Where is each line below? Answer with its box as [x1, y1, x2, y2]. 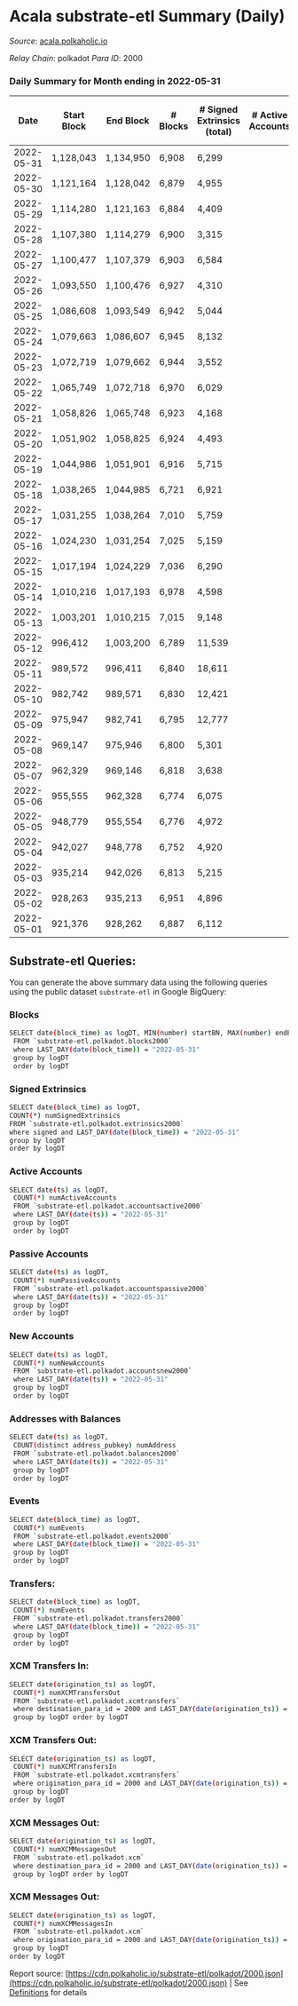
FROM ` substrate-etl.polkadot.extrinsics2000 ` [9, 1119, 184, 1129]
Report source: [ [9, 1968, 69, 1978]
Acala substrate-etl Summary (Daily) [9, 6, 286, 27]
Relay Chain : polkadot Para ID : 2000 [9, 52, 144, 63]
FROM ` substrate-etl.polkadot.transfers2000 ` [12, 1614, 184, 1623]
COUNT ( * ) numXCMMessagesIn [12, 1919, 114, 1928]
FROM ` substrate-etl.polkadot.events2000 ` [12, 1532, 173, 1541]
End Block [106, 115, 150, 127]
